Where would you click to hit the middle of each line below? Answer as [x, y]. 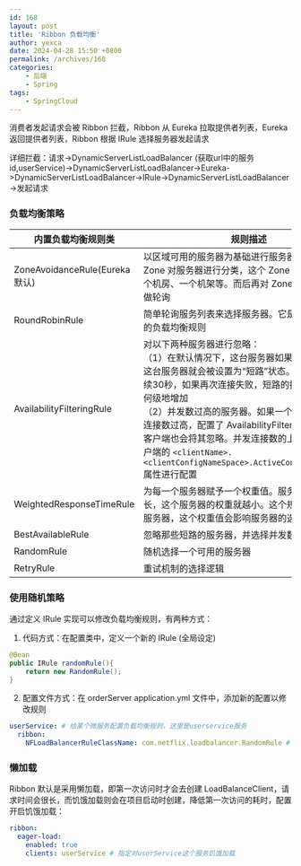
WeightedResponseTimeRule [74, 503]
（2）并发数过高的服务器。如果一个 [218, 411]
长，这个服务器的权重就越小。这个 [215, 504]
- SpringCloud [52, 101]
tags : [19, 92]
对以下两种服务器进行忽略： [202, 344]
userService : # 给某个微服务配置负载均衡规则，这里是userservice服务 [128, 726]
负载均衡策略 [37, 214]
